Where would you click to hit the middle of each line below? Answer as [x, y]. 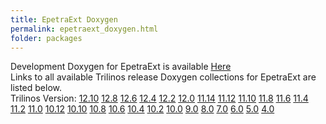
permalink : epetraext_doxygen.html [84, 29]
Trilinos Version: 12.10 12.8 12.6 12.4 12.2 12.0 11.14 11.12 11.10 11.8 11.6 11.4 [159, 98]
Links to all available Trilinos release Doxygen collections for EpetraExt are [163, 77]
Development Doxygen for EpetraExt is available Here [121, 67]
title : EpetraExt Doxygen [64, 19]
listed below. [36, 88]
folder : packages [46, 38]
